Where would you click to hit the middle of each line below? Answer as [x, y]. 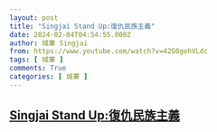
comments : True [38, 69]
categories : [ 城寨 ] [49, 77]
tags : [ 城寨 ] [37, 60]
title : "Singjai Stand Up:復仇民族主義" [82, 26]
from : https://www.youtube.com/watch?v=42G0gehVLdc [108, 52]
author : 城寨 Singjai [49, 43]
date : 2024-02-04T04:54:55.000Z [70, 34]
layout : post [34, 18]
